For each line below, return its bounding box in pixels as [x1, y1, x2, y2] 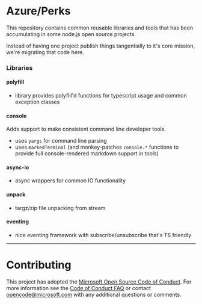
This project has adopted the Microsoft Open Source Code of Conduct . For [6, 278, 192, 285]
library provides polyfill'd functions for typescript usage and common [14, 92, 188, 99]
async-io [6, 164, 29, 171]
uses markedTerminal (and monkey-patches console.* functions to [14, 143, 179, 151]
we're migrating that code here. [6, 48, 84, 55]
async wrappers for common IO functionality [14, 177, 126, 184]
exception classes [14, 98, 60, 106]
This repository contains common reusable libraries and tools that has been [6, 24, 194, 31]
